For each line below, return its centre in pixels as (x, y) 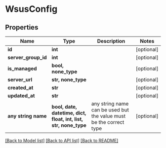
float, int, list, (67, 119)
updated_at (21, 96)
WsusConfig (31, 9)
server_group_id (27, 57)
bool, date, (64, 107)
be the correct (108, 122)
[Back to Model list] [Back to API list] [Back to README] (62, 141)
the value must (108, 116)
